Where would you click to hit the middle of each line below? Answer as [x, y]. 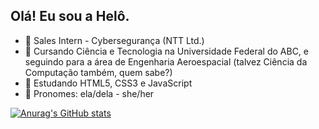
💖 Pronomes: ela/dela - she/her [89, 93]
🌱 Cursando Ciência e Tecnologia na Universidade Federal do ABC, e [167, 51]
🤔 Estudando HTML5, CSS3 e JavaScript [108, 83]
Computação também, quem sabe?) [98, 72]
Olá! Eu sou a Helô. [70, 16]
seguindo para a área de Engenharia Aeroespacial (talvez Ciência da [166, 61]
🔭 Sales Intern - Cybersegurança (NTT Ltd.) [114, 40]
